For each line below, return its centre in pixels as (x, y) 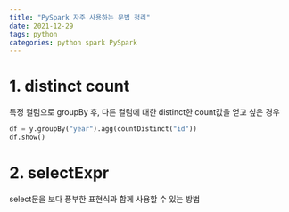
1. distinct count (70, 86)
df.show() (28, 138)
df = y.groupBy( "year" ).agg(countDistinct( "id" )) (103, 129)
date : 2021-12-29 (41, 26)
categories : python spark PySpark (74, 42)
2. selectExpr (59, 173)
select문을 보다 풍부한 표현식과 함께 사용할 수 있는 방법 (105, 199)
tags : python (33, 34)
